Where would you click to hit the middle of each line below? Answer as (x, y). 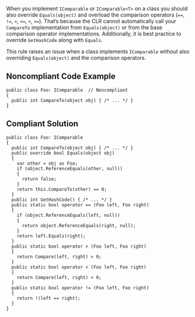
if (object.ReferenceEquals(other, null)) (70, 168)
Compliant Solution (42, 124)
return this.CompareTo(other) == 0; (62, 189)
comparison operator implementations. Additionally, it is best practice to (94, 34)
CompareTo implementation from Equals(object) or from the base (84, 27)
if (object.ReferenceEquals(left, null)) (68, 215)
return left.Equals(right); (51, 236)
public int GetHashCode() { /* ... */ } (62, 200)
